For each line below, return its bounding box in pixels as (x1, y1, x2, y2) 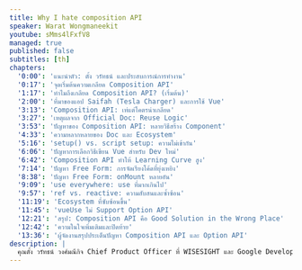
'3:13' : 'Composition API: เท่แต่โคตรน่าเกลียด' (17, 105, 175, 114)
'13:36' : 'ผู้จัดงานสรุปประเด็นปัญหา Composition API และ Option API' (17, 230, 249, 239)
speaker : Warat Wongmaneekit (9, 22, 119, 31)
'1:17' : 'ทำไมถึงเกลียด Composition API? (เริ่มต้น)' (17, 88, 190, 97)
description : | (9, 239, 67, 248)
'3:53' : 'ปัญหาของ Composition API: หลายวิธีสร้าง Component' (17, 122, 226, 131)
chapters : (9, 64, 47, 73)
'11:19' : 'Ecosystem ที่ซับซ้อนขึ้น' (17, 197, 132, 207)
